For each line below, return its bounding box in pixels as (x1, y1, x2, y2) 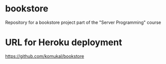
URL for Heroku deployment (5, 37, 122, 48)
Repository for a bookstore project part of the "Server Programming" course (5, 19, 162, 25)
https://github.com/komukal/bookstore (5, 53, 84, 59)
